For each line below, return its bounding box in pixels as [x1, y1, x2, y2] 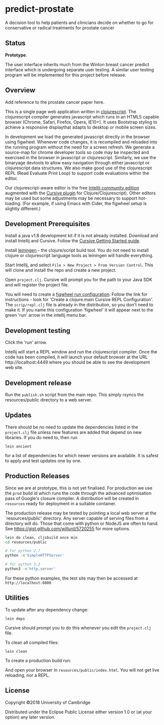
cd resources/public [5, 539, 47, 544]
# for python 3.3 [5, 562, 41, 567]
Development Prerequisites [5, 219, 91, 228]
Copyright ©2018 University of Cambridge [5, 699, 91, 705]
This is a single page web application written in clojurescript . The [5, 109, 136, 115]
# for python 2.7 [5, 548, 41, 554]
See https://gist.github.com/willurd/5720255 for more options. [5, 525, 131, 532]
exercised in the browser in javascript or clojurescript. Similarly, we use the [5, 154, 157, 160]
